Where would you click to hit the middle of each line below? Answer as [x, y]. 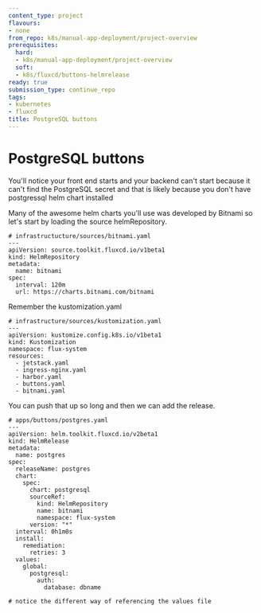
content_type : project [46, 16]
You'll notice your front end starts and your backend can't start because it [129, 181]
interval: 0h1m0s [44, 531]
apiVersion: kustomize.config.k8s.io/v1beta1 [85, 335]
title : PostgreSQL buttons [53, 119]
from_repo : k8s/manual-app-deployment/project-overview [103, 38]
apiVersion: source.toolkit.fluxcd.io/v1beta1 [87, 250]
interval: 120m [41, 285]
